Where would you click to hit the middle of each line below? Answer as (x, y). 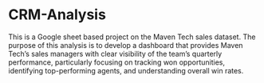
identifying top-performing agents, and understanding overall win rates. (126, 70)
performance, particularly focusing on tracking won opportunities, (117, 62)
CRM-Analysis (57, 15)
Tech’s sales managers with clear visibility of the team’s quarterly (115, 53)
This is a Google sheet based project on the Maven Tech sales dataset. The (132, 37)
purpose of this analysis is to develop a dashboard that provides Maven (126, 45)
